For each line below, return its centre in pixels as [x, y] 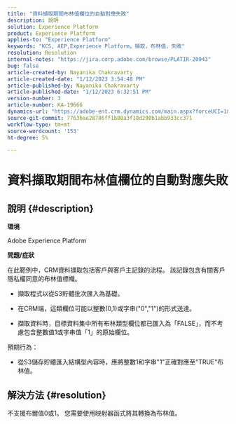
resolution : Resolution [42, 53]
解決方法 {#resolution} [57, 395]
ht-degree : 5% [28, 137]
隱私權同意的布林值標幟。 [44, 279]
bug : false [23, 66]
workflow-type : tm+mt [39, 124]
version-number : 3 [34, 99]
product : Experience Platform [51, 33]
